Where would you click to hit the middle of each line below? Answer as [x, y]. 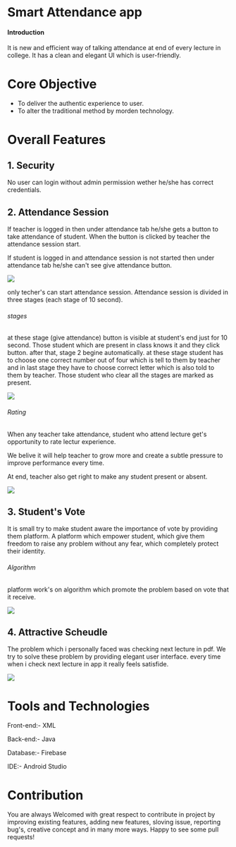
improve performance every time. [56, 462]
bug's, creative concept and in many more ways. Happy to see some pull [113, 829]
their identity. [26, 551]
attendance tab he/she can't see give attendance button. [90, 265]
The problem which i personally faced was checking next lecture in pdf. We [117, 649]
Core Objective [52, 84]
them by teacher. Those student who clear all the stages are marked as [110, 376]
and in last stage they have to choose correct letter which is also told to [111, 368]
